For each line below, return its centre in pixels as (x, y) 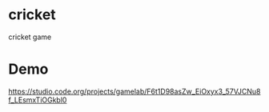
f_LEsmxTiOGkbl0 (38, 100)
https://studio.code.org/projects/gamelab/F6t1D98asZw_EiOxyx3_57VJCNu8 (134, 91)
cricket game (30, 37)
